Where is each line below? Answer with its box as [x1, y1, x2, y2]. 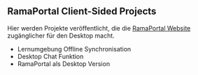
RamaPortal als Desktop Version [17, 59, 111, 68]
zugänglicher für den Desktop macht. [7, 31, 115, 40]
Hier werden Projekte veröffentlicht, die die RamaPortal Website [7, 24, 191, 32]
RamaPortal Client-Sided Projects [7, 6, 157, 17]
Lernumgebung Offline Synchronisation [17, 44, 132, 53]
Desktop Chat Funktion [17, 52, 84, 60]
